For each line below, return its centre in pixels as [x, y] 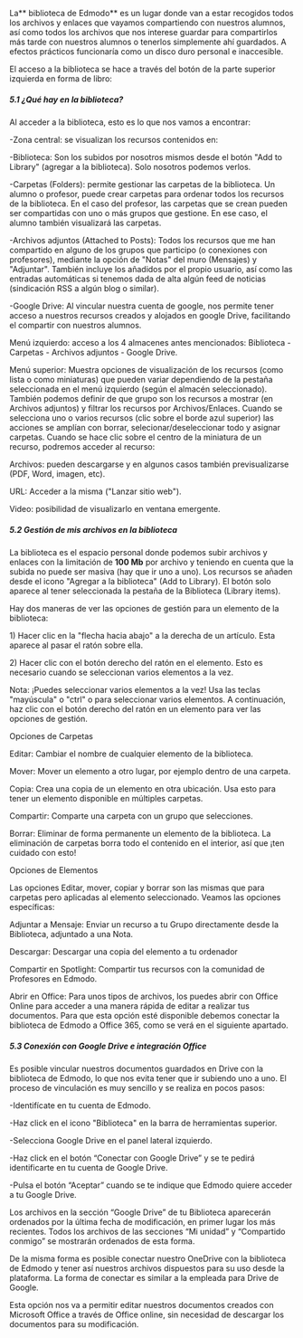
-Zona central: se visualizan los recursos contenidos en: [114, 139]
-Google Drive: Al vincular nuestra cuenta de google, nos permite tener [142, 306]
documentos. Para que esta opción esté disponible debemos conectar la [145, 1015]
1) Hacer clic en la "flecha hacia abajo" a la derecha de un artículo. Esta [142, 635]
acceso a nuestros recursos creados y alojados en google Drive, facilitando [150, 315]
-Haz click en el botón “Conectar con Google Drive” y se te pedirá [132, 1158]
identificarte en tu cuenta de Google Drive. [89, 1167]
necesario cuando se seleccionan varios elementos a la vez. [122, 672]
